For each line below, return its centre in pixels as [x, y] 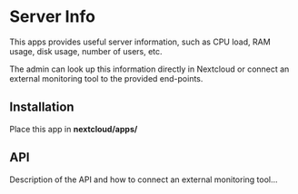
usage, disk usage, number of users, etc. [86, 51]
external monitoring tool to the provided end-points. [106, 78]
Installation [42, 107]
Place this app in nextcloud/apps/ [74, 129]
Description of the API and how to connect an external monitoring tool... [144, 179]
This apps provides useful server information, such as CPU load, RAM [140, 42]
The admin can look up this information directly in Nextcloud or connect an [149, 69]
